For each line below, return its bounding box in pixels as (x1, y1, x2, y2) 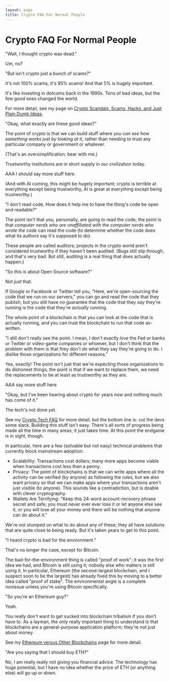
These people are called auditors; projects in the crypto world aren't (5, 242, 148, 249)
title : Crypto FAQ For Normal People (5, 12, 85, 17)
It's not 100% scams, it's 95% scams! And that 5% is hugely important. (5, 80, 154, 86)
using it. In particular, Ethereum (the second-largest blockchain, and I (5, 568, 150, 574)
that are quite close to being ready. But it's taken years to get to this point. (5, 527, 160, 534)
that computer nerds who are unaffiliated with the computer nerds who (5, 222, 154, 228)
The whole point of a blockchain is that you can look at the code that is (5, 315, 153, 321)
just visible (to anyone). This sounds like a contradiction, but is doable (12, 485, 159, 491)
